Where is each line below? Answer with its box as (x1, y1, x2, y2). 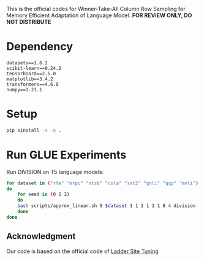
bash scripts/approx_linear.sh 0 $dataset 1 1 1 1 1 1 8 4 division (17, 203, 196, 209)
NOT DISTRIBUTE (6, 18, 51, 25)
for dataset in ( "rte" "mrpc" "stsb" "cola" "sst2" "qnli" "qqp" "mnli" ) (6, 180, 199, 186)
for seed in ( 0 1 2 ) (17, 191, 70, 198)
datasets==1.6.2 (6, 59, 48, 66)
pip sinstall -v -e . (6, 127, 62, 134)
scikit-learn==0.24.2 (6, 65, 62, 71)
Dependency (6, 40, 74, 54)
